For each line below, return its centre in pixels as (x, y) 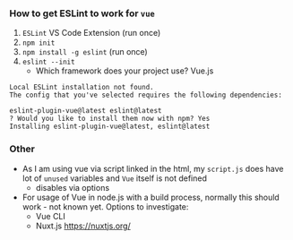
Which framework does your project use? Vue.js (125, 71)
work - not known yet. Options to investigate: (105, 206)
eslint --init (48, 62)
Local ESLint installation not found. (82, 88)
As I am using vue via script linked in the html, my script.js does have (153, 168)
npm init (39, 43)
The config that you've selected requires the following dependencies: (146, 95)
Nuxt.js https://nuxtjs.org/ (83, 226)
